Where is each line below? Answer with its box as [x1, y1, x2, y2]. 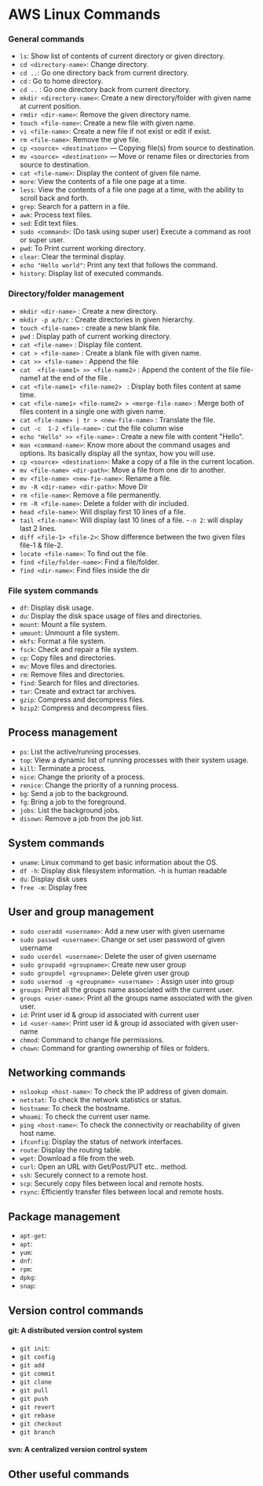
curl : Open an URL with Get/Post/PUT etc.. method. [19, 1162, 188, 1171]
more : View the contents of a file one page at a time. [19, 177, 187, 186]
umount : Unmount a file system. [19, 628, 120, 638]
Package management [8, 1210, 120, 1223]
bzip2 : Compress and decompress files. [19, 703, 149, 713]
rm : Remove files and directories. [19, 670, 126, 680]
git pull [19, 1386, 49, 1394]
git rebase [19, 1411, 56, 1419]
